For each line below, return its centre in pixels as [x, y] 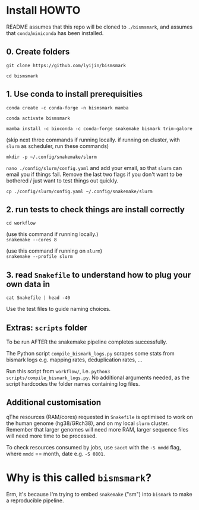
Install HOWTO [43, 10]
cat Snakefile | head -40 [38, 298]
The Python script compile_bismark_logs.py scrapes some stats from [91, 353]
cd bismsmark [22, 76]
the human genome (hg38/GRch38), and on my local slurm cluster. [88, 423]
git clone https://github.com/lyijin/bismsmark [66, 65]
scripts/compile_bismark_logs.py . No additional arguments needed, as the [98, 377]
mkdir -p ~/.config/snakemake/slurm [51, 157]
